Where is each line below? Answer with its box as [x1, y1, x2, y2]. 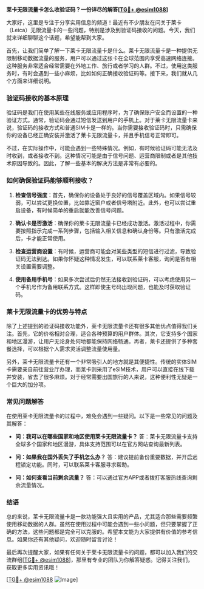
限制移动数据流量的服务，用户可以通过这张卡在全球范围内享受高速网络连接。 [6, 55, 198, 61]
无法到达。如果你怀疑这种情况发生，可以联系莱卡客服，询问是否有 [25, 255, 191, 262]
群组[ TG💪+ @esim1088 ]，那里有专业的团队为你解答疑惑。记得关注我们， [11, 556, 193, 563]
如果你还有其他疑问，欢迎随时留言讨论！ [16, 536, 118, 543]
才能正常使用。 [31, 234, 69, 242]
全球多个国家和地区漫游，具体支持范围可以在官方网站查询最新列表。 [15, 440, 186, 448]
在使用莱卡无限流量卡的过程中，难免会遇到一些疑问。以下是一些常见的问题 [6, 412, 192, 420]
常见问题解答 [6, 397, 44, 406]
